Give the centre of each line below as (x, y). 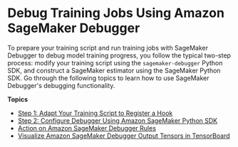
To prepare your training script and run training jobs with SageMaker (108, 48)
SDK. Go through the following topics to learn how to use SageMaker (108, 78)
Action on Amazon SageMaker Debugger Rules (87, 128)
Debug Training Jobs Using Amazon (116, 13)
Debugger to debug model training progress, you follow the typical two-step (119, 55)
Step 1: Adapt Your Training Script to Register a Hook (95, 113)
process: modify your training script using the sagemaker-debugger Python (115, 62)
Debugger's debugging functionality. (61, 85)
